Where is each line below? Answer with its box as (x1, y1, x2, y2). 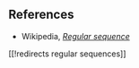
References (8, 7, 74, 22)
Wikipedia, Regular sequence (21, 30, 131, 41)
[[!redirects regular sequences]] (8, 48, 126, 59)
